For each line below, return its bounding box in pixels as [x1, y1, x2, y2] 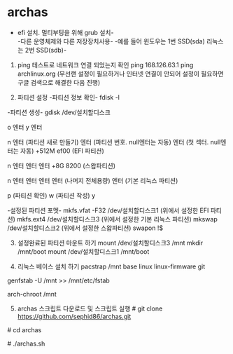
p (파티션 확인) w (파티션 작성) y [7, 191, 96, 200]
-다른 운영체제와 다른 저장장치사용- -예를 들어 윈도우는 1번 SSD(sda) [17, 36, 205, 46]
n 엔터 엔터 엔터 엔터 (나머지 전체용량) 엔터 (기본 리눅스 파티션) [7, 176, 178, 184]
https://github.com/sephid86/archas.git [17, 312, 132, 320]
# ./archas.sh [7, 339, 45, 348]
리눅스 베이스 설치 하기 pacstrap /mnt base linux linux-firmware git [17, 262, 206, 271]
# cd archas [7, 325, 42, 334]
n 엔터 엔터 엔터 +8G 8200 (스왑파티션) [7, 161, 116, 170]
